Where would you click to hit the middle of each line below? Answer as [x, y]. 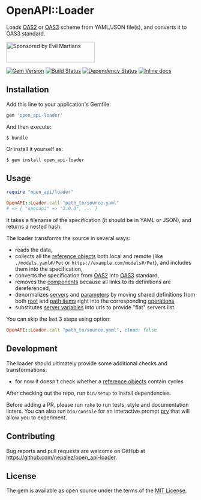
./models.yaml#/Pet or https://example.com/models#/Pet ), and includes [103, 263]
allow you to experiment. [37, 417]
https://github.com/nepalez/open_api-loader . [62, 457]
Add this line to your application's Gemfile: [58, 104]
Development [32, 349]
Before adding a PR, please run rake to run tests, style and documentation [97, 404]
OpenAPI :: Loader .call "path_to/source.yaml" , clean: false [82, 330]
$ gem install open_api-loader [45, 160]
